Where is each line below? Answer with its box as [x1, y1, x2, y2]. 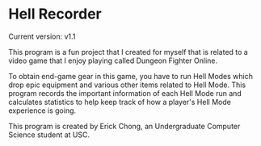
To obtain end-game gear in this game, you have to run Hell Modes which [8, 71, 253, 81]
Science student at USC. [8, 130, 91, 140]
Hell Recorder [8, 5, 103, 23]
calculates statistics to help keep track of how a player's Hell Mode [8, 97, 232, 106]
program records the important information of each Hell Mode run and [8, 88, 242, 98]
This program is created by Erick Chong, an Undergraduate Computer [8, 121, 241, 131]
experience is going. [8, 106, 77, 115]
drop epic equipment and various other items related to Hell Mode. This [8, 80, 246, 90]
